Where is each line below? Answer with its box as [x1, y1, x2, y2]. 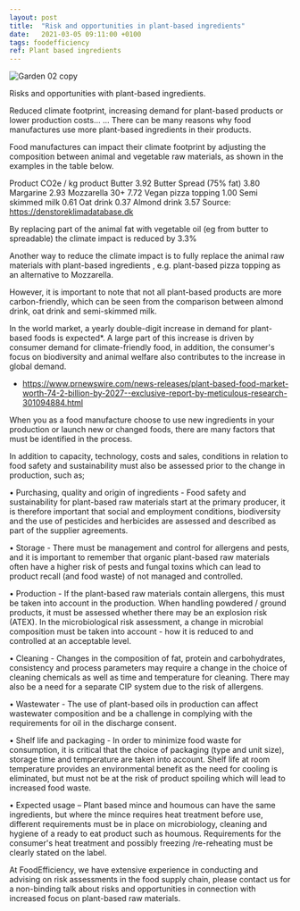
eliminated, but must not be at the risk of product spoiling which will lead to [9, 773, 286, 784]
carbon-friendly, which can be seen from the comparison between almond [9, 297, 284, 307]
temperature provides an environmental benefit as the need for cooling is [9, 764, 279, 774]
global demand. [9, 361, 67, 372]
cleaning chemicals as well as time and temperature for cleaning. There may [9, 672, 290, 683]
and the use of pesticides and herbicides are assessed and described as [9, 515, 277, 527]
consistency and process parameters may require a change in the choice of [9, 663, 287, 673]
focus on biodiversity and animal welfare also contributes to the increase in [9, 352, 286, 363]
